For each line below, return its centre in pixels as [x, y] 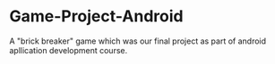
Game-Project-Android [96, 16]
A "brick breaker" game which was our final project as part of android [138, 41]
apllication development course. [69, 50]
